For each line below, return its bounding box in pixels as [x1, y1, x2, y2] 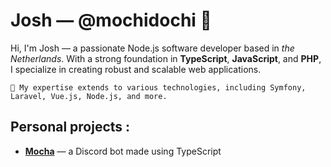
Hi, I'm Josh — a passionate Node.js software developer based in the [10, 42, 295, 54]
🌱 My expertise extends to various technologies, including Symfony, [10, 82, 307, 93]
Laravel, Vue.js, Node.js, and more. [10, 91, 168, 101]
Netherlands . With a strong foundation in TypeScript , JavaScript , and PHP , [10, 52, 322, 64]
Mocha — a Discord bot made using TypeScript [24, 145, 222, 157]
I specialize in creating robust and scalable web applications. [10, 63, 262, 75]
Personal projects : [10, 119, 131, 136]
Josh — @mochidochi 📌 [10, 9, 212, 32]
